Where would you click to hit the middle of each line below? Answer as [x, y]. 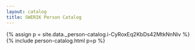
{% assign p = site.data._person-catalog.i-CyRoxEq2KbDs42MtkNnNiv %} [98, 34]
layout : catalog [26, 12]
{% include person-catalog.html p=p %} [56, 40]
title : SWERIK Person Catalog [44, 17]
